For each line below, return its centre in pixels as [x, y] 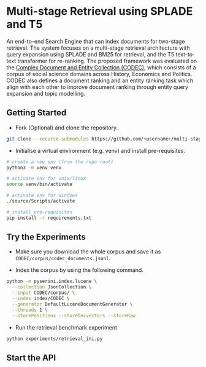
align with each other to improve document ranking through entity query [97, 87]
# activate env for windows [42, 195]
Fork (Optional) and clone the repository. [67, 128]
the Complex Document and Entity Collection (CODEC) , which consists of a [101, 67]
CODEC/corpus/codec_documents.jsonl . [63, 258]
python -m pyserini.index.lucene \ [52, 281]
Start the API [31, 357]
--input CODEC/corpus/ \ [44, 293]
